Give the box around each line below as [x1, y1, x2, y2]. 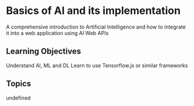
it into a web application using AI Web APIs [6, 29, 109, 36]
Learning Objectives [6, 47, 82, 56]
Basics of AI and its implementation [6, 4, 181, 17]
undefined [6, 94, 31, 101]
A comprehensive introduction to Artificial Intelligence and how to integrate [6, 23, 186, 30]
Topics [6, 79, 31, 89]
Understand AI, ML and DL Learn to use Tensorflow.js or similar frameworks [6, 62, 188, 69]
